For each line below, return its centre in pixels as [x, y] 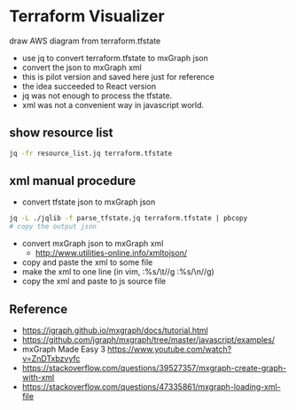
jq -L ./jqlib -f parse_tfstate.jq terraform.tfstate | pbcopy [129, 219]
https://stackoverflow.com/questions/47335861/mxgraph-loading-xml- [151, 387]
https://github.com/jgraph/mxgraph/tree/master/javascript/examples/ [148, 340]
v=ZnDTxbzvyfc [51, 359]
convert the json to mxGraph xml [82, 67]
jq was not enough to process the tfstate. [97, 96]
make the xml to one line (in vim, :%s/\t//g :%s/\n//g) [118, 272]
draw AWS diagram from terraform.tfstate [85, 41]
